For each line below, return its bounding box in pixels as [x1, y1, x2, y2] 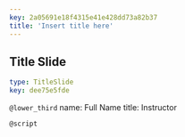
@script [9, 119, 38, 129]
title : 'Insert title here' [9, 21, 114, 30]
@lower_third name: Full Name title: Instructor [9, 102, 177, 113]
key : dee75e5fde [9, 86, 70, 95]
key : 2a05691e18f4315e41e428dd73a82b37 [9, 12, 158, 22]
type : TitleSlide [9, 77, 74, 87]
